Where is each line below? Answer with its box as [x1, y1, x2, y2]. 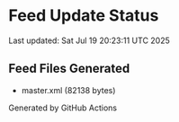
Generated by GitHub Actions [8, 102, 118, 113]
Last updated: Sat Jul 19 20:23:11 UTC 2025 [8, 35, 170, 46]
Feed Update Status [8, 5, 159, 26]
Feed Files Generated [8, 61, 130, 76]
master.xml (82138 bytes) [21, 84, 116, 95]
